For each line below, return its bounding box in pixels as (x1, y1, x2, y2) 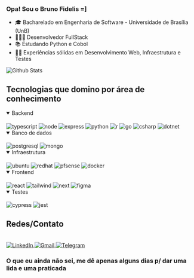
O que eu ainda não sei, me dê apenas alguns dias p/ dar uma (6, 256, 187, 265)
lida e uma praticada (6, 264, 67, 272)
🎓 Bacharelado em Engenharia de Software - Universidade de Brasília (14, 19, 189, 26)
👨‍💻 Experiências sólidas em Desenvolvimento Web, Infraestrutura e (14, 49, 181, 56)
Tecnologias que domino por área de (6, 84, 145, 94)
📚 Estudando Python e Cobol (14, 41, 88, 48)
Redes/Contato (6, 219, 64, 229)
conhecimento (6, 93, 61, 103)
